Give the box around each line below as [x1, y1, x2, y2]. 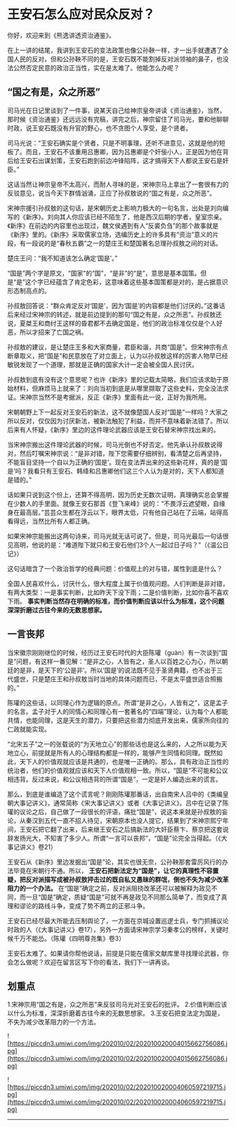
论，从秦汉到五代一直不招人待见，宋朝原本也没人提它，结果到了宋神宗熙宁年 [7, 816, 229, 824]
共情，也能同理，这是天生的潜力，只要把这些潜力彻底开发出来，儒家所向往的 [7, 715, 229, 725]
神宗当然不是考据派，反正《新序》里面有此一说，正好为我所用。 [25, 393, 211, 401]
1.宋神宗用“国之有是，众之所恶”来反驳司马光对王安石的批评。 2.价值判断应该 [7, 1000, 228, 1009]
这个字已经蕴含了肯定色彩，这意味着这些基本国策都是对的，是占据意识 [25, 277, 228, 286]
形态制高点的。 [7, 286, 51, 295]
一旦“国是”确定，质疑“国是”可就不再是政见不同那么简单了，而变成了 [25, 893, 221, 901]
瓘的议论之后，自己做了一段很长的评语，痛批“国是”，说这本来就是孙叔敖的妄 [7, 807, 228, 816]
